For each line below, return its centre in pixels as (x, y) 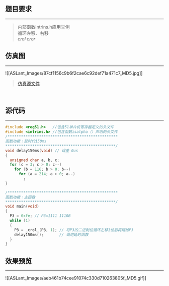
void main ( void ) (22, 206)
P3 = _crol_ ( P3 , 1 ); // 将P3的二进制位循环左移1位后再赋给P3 (74, 230)
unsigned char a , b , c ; (34, 160)
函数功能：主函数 (20, 197)
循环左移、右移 (33, 33)
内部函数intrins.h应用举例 (44, 27)
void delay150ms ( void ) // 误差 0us (42, 151)
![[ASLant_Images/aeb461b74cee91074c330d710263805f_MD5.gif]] (76, 278)
